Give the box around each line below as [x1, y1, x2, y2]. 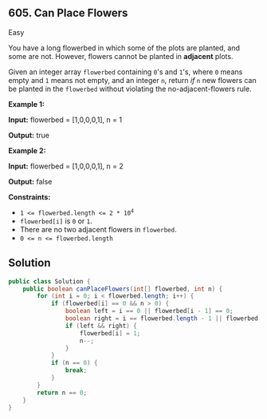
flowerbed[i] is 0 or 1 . [19, 215, 93, 226]
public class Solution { [8, 277, 91, 286]
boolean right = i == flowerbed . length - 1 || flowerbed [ [65, 314, 262, 322]
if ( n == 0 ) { [50, 359, 98, 367]
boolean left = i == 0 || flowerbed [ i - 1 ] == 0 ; [65, 307, 234, 315]
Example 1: [8, 99, 45, 109]
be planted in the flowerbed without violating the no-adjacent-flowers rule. [8, 84, 253, 93]
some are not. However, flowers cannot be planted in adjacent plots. [8, 51, 234, 61]
